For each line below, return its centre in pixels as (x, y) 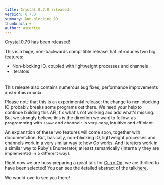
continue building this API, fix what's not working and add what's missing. (80, 112)
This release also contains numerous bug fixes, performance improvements (82, 87)
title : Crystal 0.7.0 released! (38, 10)
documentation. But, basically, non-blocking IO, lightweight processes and (80, 138)
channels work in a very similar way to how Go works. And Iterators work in (81, 143)
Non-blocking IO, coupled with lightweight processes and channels (80, 66)
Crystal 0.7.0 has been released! (38, 42)
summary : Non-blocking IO (31, 19)
